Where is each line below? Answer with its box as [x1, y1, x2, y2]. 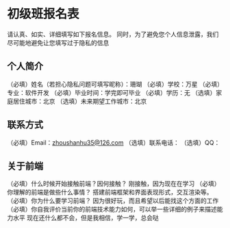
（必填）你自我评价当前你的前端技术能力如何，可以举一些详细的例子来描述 [7, 205, 217, 214]
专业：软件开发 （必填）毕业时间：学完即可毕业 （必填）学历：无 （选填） [7, 88, 216, 96]
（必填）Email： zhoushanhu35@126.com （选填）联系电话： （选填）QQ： [7, 138, 220, 147]
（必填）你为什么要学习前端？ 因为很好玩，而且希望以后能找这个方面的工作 [7, 197, 219, 205]
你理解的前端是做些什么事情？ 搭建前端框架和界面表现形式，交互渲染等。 [7, 188, 213, 197]
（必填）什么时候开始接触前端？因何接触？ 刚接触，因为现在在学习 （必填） [7, 180, 220, 188]
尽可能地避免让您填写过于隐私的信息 [7, 38, 110, 46]
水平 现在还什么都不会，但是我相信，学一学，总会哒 [12, 214, 159, 222]
